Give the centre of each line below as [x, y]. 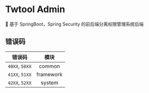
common [49, 66]
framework [49, 74]
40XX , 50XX [20, 66]
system [49, 82]
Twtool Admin [35, 9]
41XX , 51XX [20, 74]
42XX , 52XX [20, 82]
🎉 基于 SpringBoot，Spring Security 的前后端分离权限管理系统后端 [74, 24]
